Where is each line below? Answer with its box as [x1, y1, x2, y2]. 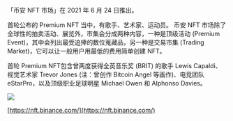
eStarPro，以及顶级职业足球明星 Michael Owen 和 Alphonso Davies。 [7, 79, 207, 87]
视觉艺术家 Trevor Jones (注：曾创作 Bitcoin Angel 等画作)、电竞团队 [7, 70, 204, 79]
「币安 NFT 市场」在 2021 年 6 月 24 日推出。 [7, 6, 138, 14]
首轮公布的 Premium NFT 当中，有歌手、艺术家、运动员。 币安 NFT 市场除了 [7, 21, 227, 29]
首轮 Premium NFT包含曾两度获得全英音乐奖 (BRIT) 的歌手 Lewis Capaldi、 [7, 62, 222, 70]
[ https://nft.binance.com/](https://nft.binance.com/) [7, 106, 156, 114]
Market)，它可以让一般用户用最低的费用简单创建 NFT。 [7, 47, 166, 55]
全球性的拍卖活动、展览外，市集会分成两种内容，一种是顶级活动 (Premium [7, 30, 220, 38]
